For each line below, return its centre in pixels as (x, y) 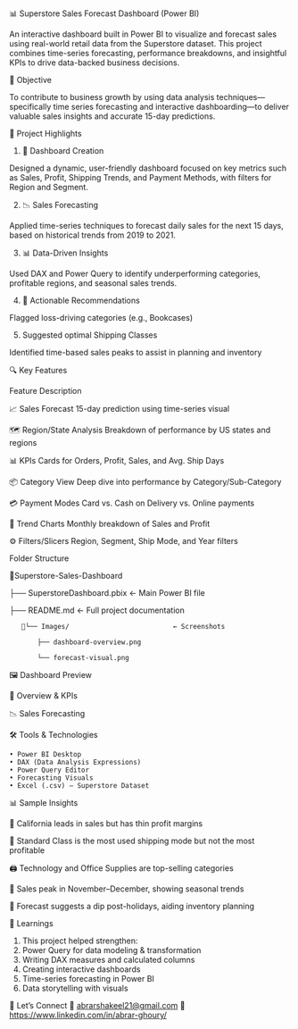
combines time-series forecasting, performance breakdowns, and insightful (148, 53)
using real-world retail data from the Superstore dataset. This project (136, 43)
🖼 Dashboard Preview (50, 675)
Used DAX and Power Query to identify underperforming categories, (135, 273)
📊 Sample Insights (44, 803)
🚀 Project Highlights (46, 134)
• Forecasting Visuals (51, 778)
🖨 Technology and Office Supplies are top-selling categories (121, 868)
